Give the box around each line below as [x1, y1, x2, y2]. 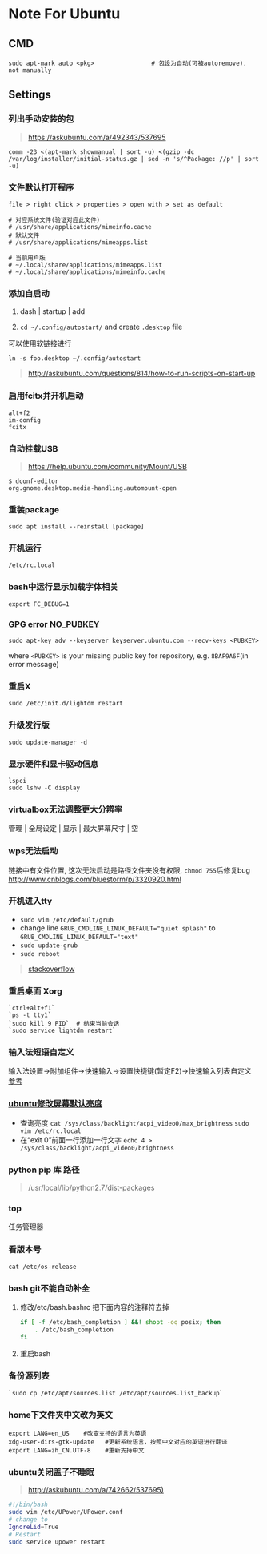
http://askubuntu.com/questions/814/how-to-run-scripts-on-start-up [27, 369, 256, 379]
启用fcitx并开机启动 [8, 390, 84, 401]
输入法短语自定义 [8, 1046, 74, 1058]
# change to [8, 1516, 48, 1524]
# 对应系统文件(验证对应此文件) [8, 215, 101, 224]
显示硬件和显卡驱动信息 [8, 758, 98, 769]
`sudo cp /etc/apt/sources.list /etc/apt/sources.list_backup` [8, 1389, 224, 1397]
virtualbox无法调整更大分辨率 [8, 804, 123, 815]
